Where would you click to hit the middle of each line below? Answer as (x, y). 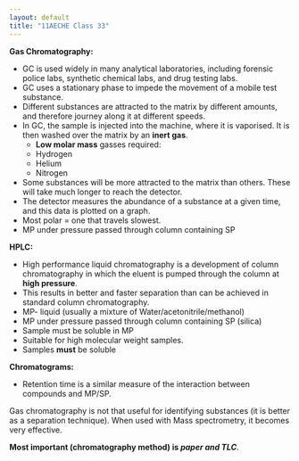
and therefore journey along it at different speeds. (114, 116)
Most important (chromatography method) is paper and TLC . (124, 447)
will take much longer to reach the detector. (102, 192)
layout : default (39, 17)
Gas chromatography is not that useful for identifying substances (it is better (150, 410)
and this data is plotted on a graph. (86, 210)
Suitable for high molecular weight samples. (103, 340)
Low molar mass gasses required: (98, 144)
